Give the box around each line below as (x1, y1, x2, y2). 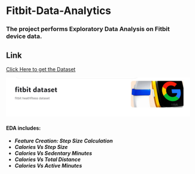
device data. (6, 32, 43, 40)
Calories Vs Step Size (14, 144, 68, 151)
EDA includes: (6, 124, 41, 131)
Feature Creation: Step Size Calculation (14, 137, 113, 144)
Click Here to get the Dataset (6, 65, 76, 72)
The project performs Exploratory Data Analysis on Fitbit (6, 25, 170, 33)
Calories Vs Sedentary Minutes (14, 150, 92, 157)
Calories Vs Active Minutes (14, 162, 82, 169)
